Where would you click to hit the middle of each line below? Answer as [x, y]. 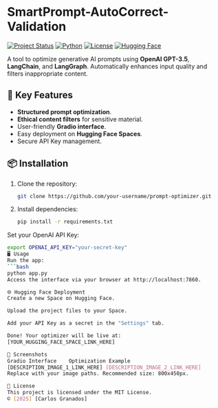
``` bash [18, 267]
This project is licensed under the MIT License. [80, 393]
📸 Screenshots [28, 354]
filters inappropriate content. [47, 74]
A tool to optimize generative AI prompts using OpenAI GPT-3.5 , [99, 58]
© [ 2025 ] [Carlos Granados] [47, 399]
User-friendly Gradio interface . [62, 126]
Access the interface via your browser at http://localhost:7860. [104, 279]
